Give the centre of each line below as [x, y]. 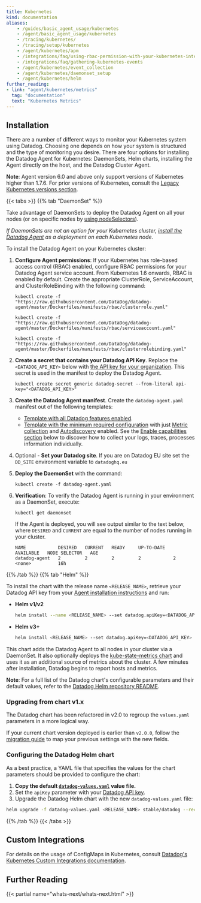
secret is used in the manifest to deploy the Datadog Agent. [88, 373]
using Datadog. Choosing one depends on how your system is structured [96, 146]
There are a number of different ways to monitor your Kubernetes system [96, 140]
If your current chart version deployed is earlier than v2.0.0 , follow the [93, 733]
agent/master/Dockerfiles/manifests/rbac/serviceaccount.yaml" [95, 328]
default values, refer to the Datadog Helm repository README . [83, 687]
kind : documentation [32, 17]
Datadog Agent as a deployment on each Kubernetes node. [80, 237]
